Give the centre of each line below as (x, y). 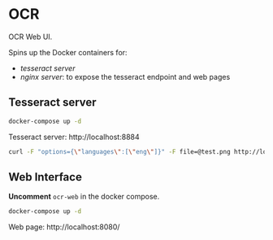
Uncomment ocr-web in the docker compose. (84, 197)
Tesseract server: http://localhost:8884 (74, 137)
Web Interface (45, 177)
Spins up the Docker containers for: (68, 52)
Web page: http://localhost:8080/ (64, 227)
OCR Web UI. (30, 37)
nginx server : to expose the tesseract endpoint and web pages (125, 76)
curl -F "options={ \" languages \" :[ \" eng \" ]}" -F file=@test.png (119, 151)
